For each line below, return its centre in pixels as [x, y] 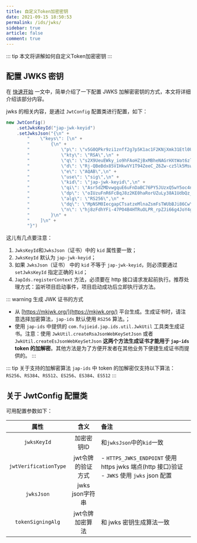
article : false [25, 33]
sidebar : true [23, 28]
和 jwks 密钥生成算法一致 [135, 522]
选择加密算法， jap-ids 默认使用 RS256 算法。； [75, 319]
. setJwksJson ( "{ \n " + [43, 133]
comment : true [23, 39]
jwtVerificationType [38, 467]
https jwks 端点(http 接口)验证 [142, 467]
